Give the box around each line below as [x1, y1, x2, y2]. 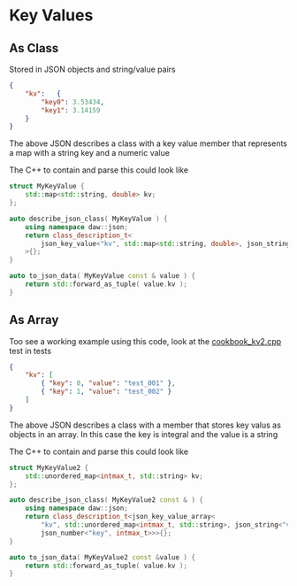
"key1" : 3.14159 [41, 105, 101, 115]
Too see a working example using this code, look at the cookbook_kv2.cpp [9, 335, 282, 346]
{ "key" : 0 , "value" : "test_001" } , [41, 379, 176, 388]
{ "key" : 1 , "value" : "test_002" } [41, 387, 172, 397]
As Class [9, 41, 59, 56]
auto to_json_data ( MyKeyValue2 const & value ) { [9, 552, 196, 562]
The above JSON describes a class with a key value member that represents [9, 138, 288, 149]
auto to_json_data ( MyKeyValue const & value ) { [9, 272, 196, 281]
